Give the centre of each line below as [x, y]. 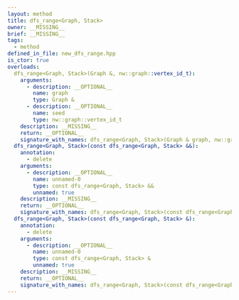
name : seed [49, 113]
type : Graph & [54, 100]
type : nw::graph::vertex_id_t [78, 119]
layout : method [30, 14]
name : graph [51, 93]
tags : [15, 41]
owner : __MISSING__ [36, 27]
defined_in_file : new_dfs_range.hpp [62, 54]
